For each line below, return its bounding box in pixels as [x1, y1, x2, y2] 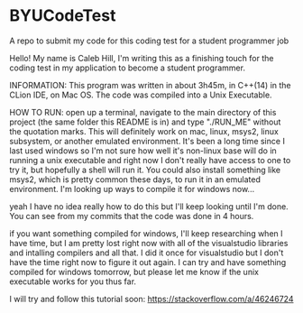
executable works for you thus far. [9, 276, 137, 287]
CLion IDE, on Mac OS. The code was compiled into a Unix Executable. [9, 89, 272, 100]
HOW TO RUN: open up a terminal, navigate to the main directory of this [9, 106, 277, 117]
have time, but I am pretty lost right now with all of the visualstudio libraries [9, 237, 289, 248]
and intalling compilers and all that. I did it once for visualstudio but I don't [9, 247, 284, 258]
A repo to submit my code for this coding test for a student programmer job [9, 35, 289, 46]
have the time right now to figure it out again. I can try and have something [9, 256, 287, 267]
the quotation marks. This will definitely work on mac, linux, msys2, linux [9, 125, 280, 136]
